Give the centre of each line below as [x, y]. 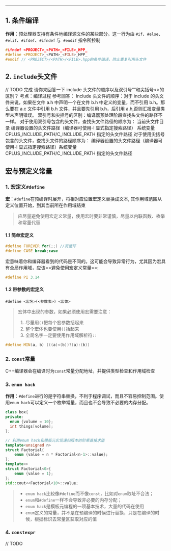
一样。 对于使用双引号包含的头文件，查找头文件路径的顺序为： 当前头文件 [82, 122]
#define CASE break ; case [32, 251]
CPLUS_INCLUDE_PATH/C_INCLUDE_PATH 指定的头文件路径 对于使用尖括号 [85, 134]
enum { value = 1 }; [34, 474]
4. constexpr [20, 532]
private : [15, 417]
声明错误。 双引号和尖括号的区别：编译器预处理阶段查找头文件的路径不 [88, 115]
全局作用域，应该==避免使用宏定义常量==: [54, 268]
